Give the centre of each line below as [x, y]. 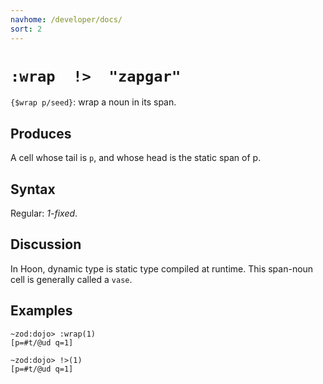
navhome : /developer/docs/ [66, 19]
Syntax [33, 189]
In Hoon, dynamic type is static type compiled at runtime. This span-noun [162, 268]
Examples [41, 311]
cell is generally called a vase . [71, 279]
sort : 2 [26, 29]
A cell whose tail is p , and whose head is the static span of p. [136, 158]
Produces [41, 133]
